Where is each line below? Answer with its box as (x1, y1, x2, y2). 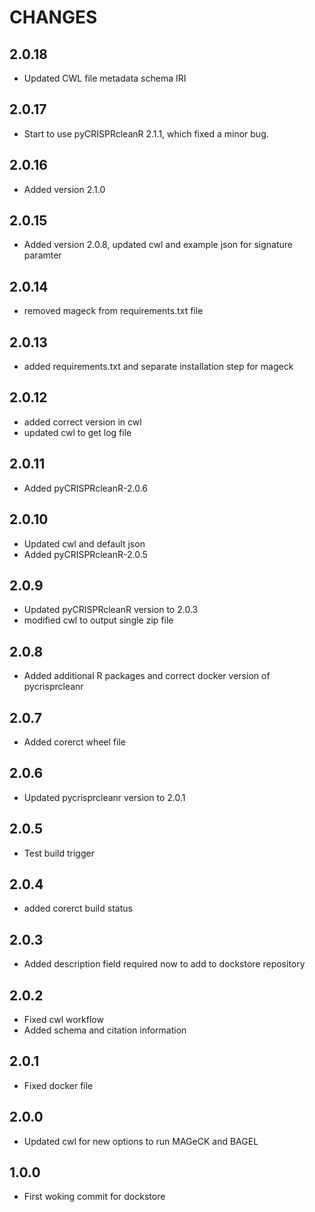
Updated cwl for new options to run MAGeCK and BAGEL (23, 1135, 259, 1147)
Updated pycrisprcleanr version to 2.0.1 (23, 791, 186, 803)
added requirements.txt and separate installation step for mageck (23, 361, 294, 373)
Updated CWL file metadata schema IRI (23, 72, 187, 84)
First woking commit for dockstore (23, 1191, 166, 1203)
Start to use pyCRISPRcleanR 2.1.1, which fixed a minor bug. (23, 127, 269, 140)
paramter (23, 249, 62, 261)
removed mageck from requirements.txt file (23, 305, 204, 317)
